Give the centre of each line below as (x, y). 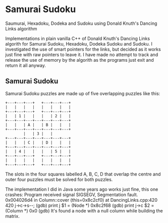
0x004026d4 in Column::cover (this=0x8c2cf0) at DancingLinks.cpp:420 (81, 200)
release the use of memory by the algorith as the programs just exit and (79, 60)
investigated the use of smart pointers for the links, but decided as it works (83, 49)
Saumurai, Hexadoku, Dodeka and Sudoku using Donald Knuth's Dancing (81, 23)
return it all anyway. (26, 65)
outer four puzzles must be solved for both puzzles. (59, 179)
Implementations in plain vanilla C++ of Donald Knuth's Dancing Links (78, 38)
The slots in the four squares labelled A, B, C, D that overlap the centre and (83, 174)
